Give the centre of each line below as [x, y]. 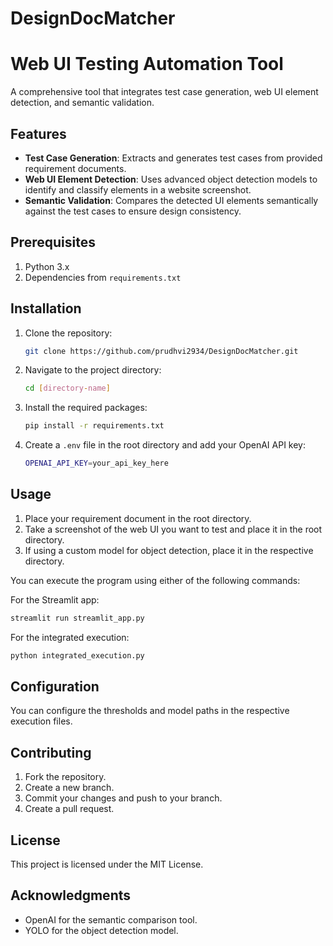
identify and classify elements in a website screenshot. [138, 189]
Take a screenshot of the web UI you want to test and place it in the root [173, 529]
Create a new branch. [69, 788]
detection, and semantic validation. [82, 103]
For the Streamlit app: [55, 599]
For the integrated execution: [70, 637]
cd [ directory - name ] [67, 388]
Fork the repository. [65, 777]
